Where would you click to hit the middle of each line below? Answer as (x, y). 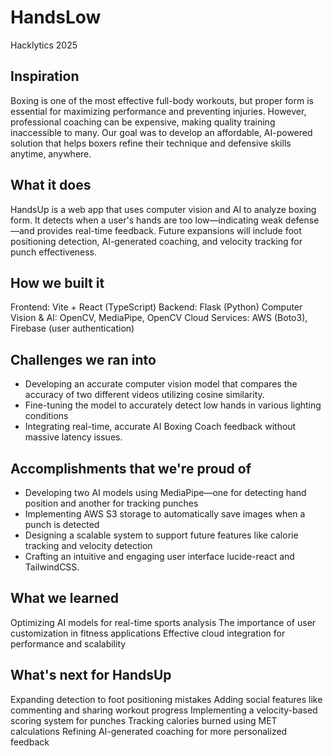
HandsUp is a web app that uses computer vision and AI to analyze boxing (163, 209)
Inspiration (45, 76)
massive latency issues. (73, 437)
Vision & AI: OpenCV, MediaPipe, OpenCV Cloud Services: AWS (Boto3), (159, 318)
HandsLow (56, 17)
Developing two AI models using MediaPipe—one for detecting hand (165, 492)
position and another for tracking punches (111, 503)
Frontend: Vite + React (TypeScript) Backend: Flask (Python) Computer (156, 307)
